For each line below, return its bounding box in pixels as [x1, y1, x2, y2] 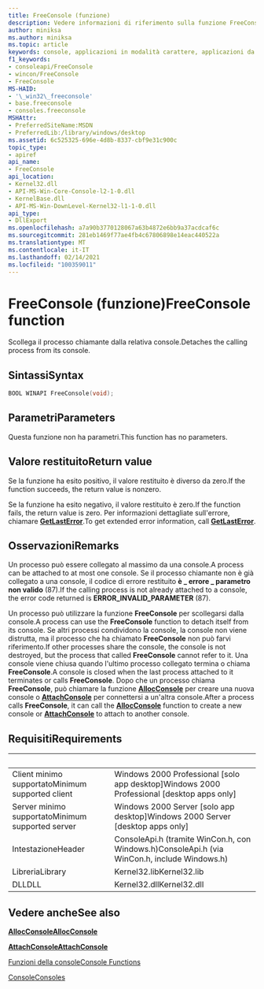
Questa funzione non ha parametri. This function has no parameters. [8, 432, 228, 441]
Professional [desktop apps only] [114, 789, 237, 800]
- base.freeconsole [8, 99, 72, 107]
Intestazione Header [12, 844, 85, 855]
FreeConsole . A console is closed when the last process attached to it [8, 667, 234, 677]
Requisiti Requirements [8, 732, 123, 745]
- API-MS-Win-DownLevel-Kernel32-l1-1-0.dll [8, 202, 156, 210]
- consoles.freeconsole [8, 107, 86, 115]
